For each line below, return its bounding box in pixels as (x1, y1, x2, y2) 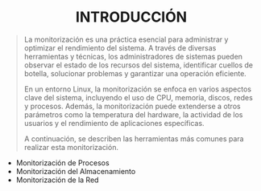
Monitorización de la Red (15, 175, 99, 185)
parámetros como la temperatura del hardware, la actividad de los (23, 109, 243, 120)
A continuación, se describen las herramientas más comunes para (23, 133, 244, 144)
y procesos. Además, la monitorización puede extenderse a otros (23, 101, 241, 111)
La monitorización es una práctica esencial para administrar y (23, 35, 229, 44)
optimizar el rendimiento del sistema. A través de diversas (23, 43, 217, 52)
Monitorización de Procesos (15, 157, 110, 168)
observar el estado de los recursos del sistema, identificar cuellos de (23, 60, 254, 70)
